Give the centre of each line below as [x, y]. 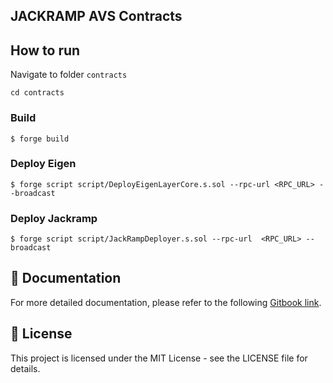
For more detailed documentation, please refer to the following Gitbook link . [166, 302]
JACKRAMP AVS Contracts [96, 16]
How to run [45, 50]
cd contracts [37, 93]
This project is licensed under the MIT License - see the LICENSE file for [159, 358]
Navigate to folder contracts [69, 75]
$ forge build [40, 139]
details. [25, 368]
